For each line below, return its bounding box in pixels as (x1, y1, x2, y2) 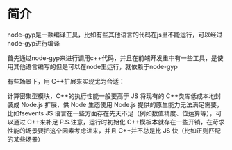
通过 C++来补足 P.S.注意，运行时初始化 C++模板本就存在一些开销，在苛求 (13, 118, 225, 126)
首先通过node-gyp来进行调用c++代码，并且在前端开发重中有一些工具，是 (7, 53, 217, 62)
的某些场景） (7, 135, 44, 143)
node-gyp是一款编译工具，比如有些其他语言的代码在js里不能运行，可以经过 (7, 30, 223, 39)
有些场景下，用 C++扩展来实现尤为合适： (7, 77, 125, 85)
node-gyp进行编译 (7, 39, 60, 47)
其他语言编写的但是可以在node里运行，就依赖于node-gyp (13, 62, 179, 71)
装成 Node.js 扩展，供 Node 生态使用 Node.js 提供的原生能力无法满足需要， (7, 100, 224, 109)
